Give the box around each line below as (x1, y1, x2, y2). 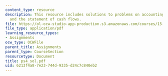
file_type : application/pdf (5, 26, 64, 31)
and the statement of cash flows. (9, 16, 81, 21)
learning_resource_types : (5, 30, 59, 35)
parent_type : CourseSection (5, 49, 64, 54)
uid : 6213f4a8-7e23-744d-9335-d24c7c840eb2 (5, 63, 97, 68)
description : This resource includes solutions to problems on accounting (5, 12, 164, 17)
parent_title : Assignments (5, 44, 61, 49)
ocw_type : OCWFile (5, 40, 43, 45)
